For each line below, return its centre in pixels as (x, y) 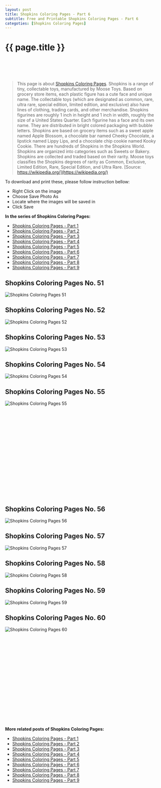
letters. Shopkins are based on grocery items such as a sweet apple (85, 131)
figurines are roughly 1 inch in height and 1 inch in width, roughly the (86, 115)
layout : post (18, 10)
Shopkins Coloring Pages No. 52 (55, 310)
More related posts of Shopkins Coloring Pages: (55, 729)
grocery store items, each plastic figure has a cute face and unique (84, 94)
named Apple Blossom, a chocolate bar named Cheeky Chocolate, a (86, 136)
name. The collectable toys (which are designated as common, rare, (85, 99)
